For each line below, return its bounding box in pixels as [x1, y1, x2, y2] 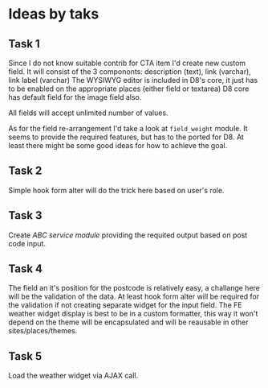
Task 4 [8, 262, 43, 276]
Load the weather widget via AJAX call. [8, 371, 139, 381]
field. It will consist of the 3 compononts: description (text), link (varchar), [8, 67, 251, 76]
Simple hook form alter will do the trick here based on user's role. [8, 185, 225, 195]
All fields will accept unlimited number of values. [8, 108, 169, 118]
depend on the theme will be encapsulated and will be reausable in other [8, 317, 249, 327]
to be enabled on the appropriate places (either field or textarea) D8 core [8, 84, 250, 93]
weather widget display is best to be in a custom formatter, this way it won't [8, 309, 258, 319]
